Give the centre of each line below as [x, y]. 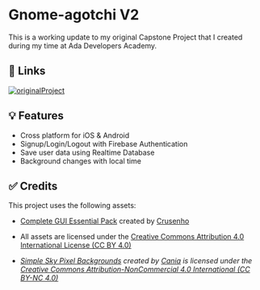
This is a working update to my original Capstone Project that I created [126, 37]
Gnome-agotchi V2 [74, 15]
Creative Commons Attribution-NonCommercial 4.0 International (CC [135, 269]
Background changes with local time [80, 161]
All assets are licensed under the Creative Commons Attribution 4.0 [132, 237]
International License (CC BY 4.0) [75, 245]
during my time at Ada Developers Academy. [83, 45]
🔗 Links [27, 71]
